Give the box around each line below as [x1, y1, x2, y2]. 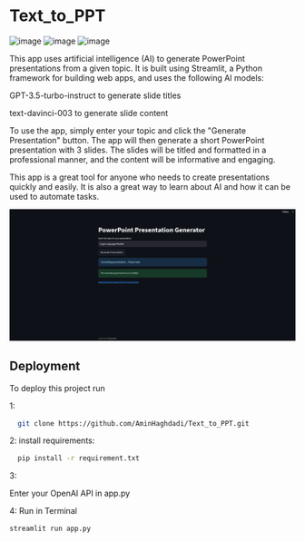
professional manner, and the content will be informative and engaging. [9, 153, 276, 164]
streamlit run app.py [9, 524, 92, 534]
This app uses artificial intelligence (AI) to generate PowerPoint [9, 53, 245, 64]
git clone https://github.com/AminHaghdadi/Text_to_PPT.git [17, 419, 250, 428]
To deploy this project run [9, 382, 106, 393]
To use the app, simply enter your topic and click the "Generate [9, 124, 247, 136]
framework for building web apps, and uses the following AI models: [9, 72, 265, 83]
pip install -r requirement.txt [17, 454, 141, 463]
